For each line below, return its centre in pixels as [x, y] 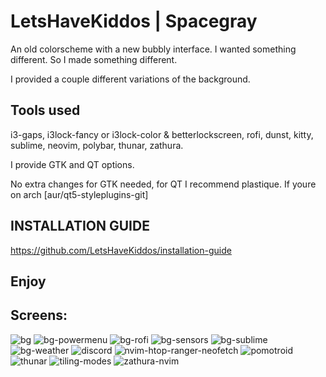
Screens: [39, 315]
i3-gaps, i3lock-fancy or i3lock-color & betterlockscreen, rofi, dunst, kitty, [162, 134]
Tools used [45, 110]
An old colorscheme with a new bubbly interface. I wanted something [153, 49]
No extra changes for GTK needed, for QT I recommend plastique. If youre [163, 184]
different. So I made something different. [94, 59]
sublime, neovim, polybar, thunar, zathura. [97, 145]
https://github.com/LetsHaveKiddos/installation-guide [121, 250]
